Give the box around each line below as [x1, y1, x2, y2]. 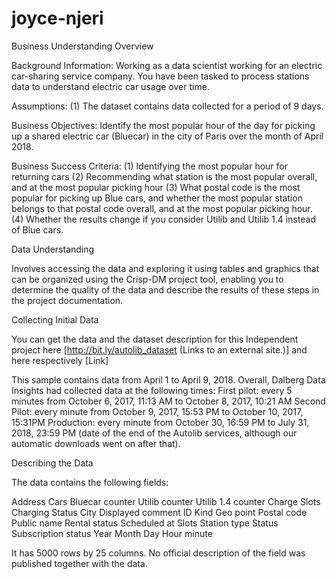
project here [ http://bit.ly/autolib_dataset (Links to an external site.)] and [11, 343, 308, 356]
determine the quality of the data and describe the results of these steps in [11, 283, 320, 296]
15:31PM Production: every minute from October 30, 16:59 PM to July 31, [11, 416, 310, 428]
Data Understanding [11, 243, 95, 255]
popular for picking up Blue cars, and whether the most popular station [11, 192, 303, 204]
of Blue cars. [11, 223, 64, 236]
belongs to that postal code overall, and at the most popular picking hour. [11, 202, 313, 214]
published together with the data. [11, 557, 148, 569]
